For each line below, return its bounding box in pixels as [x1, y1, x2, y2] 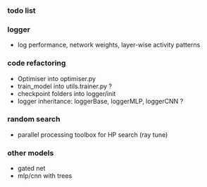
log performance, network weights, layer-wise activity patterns [17, 41, 201, 49]
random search [7, 114, 61, 124]
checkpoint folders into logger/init [17, 89, 116, 97]
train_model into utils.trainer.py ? [17, 82, 113, 90]
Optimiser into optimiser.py [17, 74, 96, 83]
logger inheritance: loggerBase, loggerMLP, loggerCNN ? [17, 97, 184, 105]
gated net [17, 164, 46, 173]
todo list [7, 6, 37, 16]
